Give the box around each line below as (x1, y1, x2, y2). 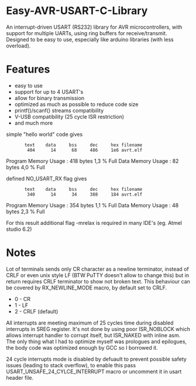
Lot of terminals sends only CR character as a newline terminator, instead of (6, 265, 189, 272)
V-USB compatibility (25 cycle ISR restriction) (14, 113, 125, 120)
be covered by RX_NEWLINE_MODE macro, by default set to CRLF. (6, 284, 167, 291)
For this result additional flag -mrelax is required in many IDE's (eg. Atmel (6, 219, 183, 226)
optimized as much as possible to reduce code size (14, 101, 139, 108)
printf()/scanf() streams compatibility (14, 107, 104, 114)
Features (6, 63, 50, 76)
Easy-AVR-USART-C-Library (6, 4, 148, 18)
